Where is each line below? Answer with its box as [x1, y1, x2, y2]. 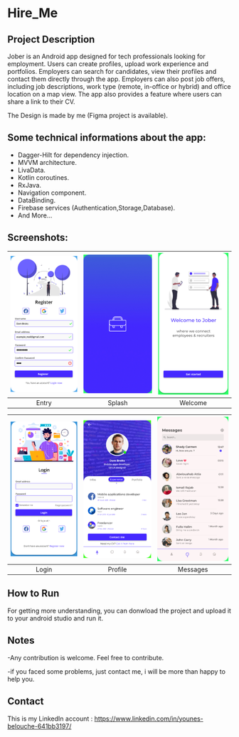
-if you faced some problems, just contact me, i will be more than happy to [7, 667, 226, 676]
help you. [7, 674, 35, 683]
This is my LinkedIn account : [7, 714, 93, 723]
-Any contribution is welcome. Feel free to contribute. [7, 653, 164, 662]
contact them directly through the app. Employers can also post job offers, [7, 75, 225, 83]
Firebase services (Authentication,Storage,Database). [17, 203, 176, 212]
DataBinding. [17, 195, 55, 204]
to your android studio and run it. [7, 613, 104, 623]
